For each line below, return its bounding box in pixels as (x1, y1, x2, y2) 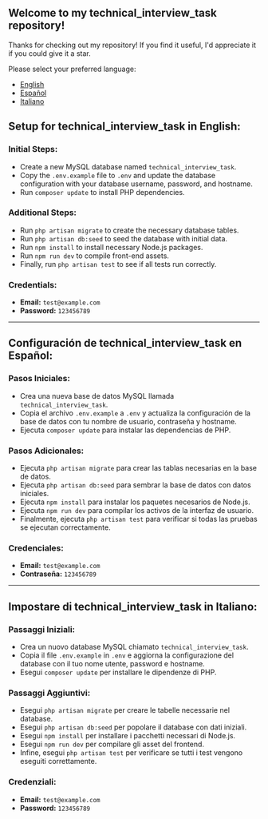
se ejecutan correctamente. (19, 523, 111, 532)
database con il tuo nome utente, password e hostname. (19, 659, 205, 669)
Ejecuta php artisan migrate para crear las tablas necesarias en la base (19, 463, 258, 473)
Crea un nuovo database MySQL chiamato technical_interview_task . (19, 642, 249, 652)
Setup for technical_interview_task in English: (8, 120, 241, 133)
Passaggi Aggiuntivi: (8, 687, 91, 698)
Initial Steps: (8, 144, 58, 155)
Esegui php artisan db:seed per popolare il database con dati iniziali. (19, 722, 247, 732)
